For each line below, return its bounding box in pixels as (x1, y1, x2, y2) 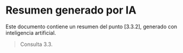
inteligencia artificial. (5, 29, 56, 36)
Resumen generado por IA (5, 4, 137, 17)
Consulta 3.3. (20, 41, 53, 48)
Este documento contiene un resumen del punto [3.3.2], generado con (5, 23, 178, 30)
